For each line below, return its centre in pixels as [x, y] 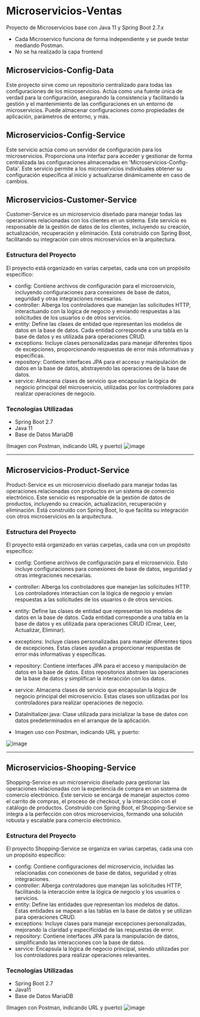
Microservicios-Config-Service [66, 135]
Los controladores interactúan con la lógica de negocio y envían [93, 593]
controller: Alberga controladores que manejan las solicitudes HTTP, [99, 885]
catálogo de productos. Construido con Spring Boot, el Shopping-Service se [100, 807]
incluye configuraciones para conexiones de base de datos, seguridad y [103, 569]
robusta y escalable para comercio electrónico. [64, 820]
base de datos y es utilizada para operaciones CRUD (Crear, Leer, [96, 624]
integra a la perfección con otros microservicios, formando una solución [95, 814]
